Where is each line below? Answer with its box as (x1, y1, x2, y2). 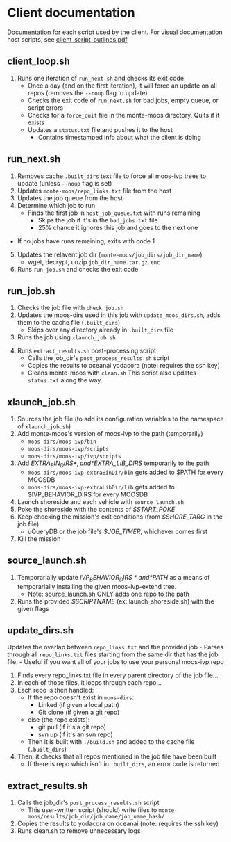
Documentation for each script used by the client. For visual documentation (7, 28, 223, 36)
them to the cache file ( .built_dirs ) (17, 318, 121, 327)
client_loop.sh (7, 56, 71, 67)
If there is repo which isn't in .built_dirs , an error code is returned (27, 760, 220, 768)
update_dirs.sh (7, 624, 74, 636)
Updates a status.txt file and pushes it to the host (27, 125, 173, 133)
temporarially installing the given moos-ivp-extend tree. (17, 582, 177, 590)
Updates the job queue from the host (17, 193, 123, 202)
